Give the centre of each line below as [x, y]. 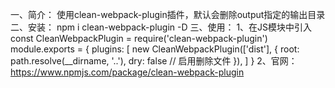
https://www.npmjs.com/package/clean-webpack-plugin [127, 72]
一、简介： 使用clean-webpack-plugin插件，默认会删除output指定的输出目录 [168, 14]
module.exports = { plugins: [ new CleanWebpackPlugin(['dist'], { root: [155, 49]
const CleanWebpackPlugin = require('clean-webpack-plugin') [139, 38]
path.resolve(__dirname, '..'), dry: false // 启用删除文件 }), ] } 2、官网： [154, 61]
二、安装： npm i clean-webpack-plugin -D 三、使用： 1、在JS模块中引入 [161, 27]
